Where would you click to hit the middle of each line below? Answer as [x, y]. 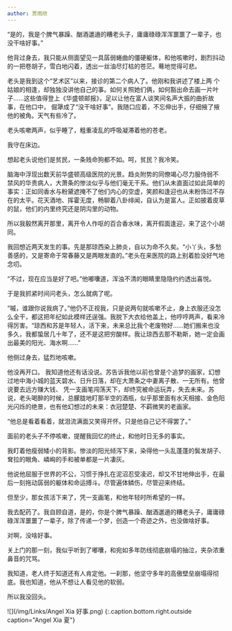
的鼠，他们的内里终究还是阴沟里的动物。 [65, 209]
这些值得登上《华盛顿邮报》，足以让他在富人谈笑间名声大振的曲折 [116, 98]
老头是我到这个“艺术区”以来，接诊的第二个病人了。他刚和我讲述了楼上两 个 [114, 81]
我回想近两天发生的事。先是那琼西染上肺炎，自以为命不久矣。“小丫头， [108, 247]
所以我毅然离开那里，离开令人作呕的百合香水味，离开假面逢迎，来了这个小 [113, 223]
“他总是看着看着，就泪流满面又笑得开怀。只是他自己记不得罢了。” [99, 421]
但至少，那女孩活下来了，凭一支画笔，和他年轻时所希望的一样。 [98, 497]
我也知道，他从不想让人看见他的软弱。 [74, 582]
